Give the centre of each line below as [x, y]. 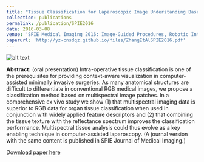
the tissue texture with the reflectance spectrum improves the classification [101, 121]
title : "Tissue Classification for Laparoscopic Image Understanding [96, 12]
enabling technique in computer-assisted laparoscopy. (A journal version [97, 134]
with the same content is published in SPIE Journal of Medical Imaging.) [96, 140]
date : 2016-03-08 [28, 29]
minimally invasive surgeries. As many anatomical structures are [109, 82]
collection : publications [39, 18]
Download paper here [33, 152]
